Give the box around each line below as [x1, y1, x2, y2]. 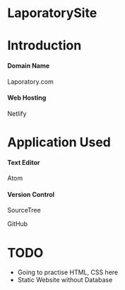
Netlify [7, 109, 27, 118]
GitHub [7, 220, 28, 228]
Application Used [7, 134, 111, 150]
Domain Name [7, 61, 50, 70]
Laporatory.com [7, 77, 54, 86]
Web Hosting [7, 94, 47, 102]
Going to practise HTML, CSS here [17, 268, 119, 276]
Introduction [7, 38, 82, 54]
